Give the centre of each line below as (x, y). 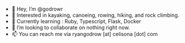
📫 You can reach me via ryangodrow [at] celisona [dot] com (85, 34)
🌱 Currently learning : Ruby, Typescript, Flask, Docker (76, 21)
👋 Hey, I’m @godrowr (37, 9)
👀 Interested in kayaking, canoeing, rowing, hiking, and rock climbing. (95, 15)
